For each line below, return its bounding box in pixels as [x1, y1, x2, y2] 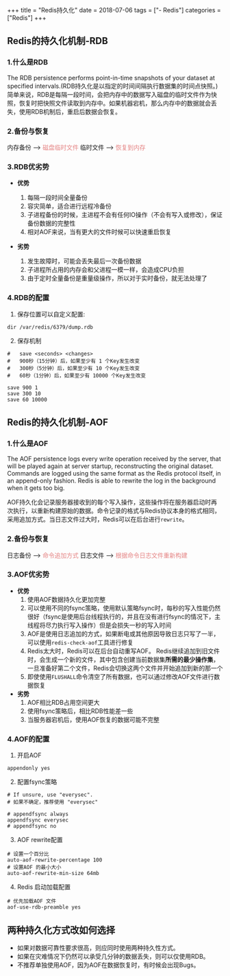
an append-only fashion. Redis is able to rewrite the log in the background [7, 476, 216, 485]
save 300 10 [7, 390, 41, 397]
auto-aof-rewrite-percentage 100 [7, 857, 103, 863]
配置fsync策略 [16, 778, 57, 786]
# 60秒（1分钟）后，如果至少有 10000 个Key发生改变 [7, 372, 146, 379]
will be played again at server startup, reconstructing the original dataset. [7, 462, 214, 470]
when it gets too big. [7, 484, 65, 492]
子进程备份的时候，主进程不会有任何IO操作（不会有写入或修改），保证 [27, 211, 223, 219]
